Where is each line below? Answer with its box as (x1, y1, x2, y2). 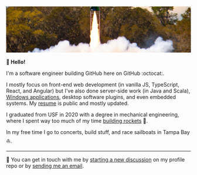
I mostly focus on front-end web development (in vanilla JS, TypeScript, (6, 81, 180, 88)
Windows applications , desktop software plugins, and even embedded (6, 94, 176, 100)
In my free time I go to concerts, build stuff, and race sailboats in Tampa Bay (6, 129, 191, 135)
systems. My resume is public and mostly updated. (6, 100, 129, 107)
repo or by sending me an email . (6, 162, 84, 169)
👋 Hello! (6, 59, 26, 65)
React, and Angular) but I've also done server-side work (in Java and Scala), (6, 87, 191, 94)
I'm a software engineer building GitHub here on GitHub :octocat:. (6, 70, 165, 77)
